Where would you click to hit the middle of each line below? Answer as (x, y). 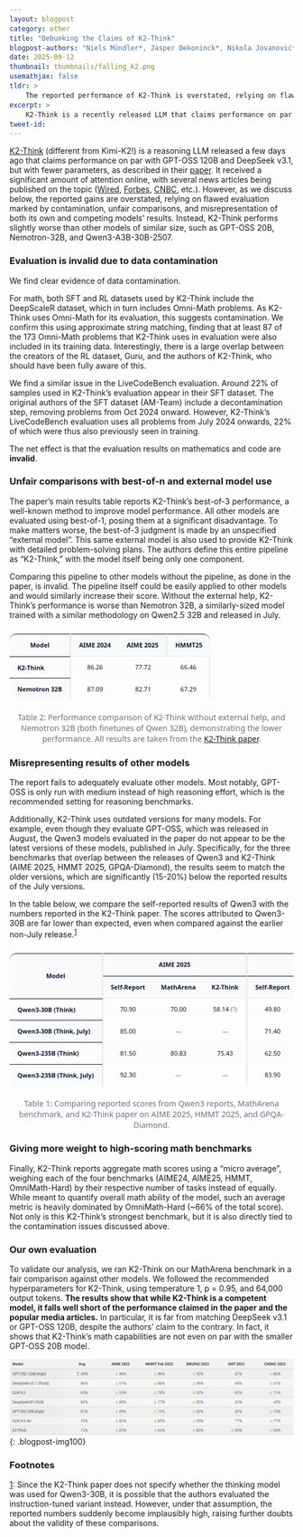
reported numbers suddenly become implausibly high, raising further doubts (151, 1513)
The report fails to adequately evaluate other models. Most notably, (134, 783)
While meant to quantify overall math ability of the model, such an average (147, 1197)
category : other (40, 28)
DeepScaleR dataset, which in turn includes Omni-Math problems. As (138, 308)
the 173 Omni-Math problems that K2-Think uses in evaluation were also (143, 337)
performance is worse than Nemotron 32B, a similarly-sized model (161, 605)
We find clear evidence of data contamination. (95, 280)
